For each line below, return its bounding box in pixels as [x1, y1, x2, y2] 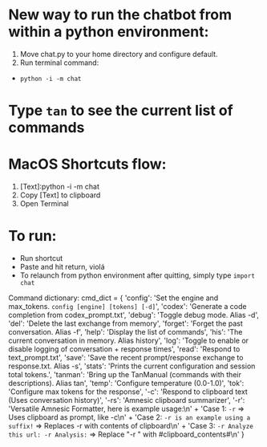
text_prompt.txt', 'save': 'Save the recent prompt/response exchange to [8, 353, 244, 362]
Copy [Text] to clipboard [19, 190, 101, 200]
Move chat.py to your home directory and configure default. [19, 49, 218, 59]
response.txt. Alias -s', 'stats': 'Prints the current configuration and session [8, 361, 256, 371]
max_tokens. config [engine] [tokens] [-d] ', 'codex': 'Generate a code [8, 302, 247, 311]
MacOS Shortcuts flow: [8, 155, 167, 173]
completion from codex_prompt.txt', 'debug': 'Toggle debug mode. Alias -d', [8, 311, 259, 319]
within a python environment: [8, 22, 209, 41]
